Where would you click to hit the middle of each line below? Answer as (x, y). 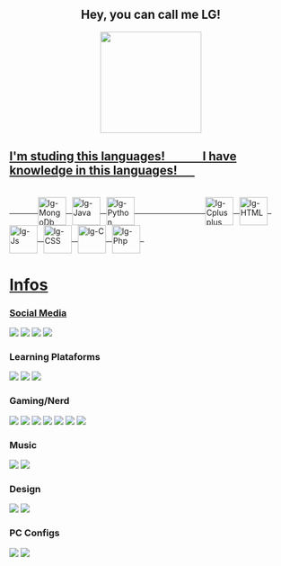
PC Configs (35, 533)
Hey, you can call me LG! (151, 15)
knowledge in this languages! (93, 171)
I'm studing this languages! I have (123, 157)
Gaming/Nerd (40, 401)
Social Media (38, 312)
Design (25, 489)
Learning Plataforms (55, 357)
